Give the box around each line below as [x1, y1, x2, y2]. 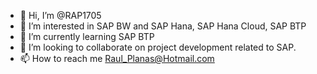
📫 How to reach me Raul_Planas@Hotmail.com [19, 53, 215, 64]
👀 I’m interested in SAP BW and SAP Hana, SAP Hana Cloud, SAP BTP [19, 20, 307, 32]
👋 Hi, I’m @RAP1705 [19, 10, 102, 21]
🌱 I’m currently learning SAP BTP [19, 31, 155, 42]
